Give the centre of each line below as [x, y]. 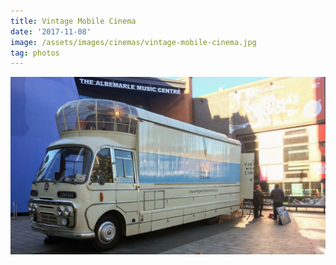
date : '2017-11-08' [51, 31]
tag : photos [35, 53]
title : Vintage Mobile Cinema [73, 21]
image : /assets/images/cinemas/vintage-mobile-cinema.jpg [133, 42]
